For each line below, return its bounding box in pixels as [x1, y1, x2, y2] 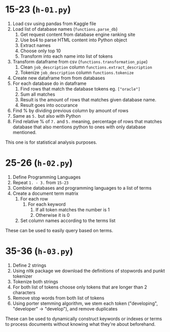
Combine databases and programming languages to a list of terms [12, 185, 152, 191]
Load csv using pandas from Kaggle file [12, 20, 97, 27]
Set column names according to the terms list [20, 217, 116, 224]
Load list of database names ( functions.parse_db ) [12, 26, 118, 32]
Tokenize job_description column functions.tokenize [20, 69, 134, 75]
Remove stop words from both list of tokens [12, 295, 104, 301]
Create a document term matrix [12, 190, 79, 196]
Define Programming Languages [12, 174, 81, 180]
